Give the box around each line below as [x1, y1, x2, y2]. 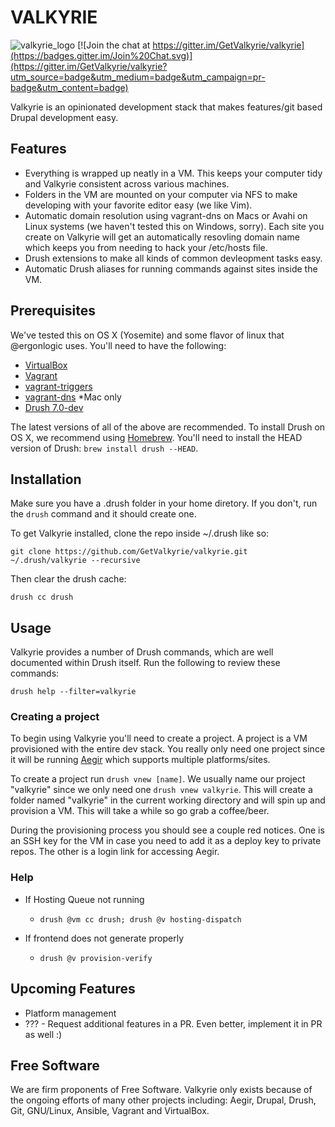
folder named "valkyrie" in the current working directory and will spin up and [10, 794, 326, 806]
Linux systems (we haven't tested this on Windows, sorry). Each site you [24, 220, 325, 232]
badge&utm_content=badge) [10, 81, 129, 93]
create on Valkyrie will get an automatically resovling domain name [24, 231, 300, 243]
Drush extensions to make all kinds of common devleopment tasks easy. [24, 252, 323, 264]
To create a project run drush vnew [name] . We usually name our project [10, 773, 306, 785]
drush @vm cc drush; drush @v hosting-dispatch [39, 914, 242, 925]
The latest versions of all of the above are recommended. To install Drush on [10, 421, 326, 433]
